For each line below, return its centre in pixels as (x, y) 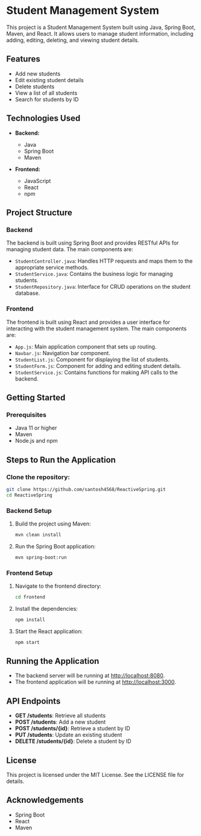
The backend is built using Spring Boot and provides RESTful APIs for (93, 243)
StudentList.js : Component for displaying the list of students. (92, 359)
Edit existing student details (49, 80)
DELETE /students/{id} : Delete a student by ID (73, 741)
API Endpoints (33, 701)
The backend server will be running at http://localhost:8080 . (90, 676)
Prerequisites (26, 414)
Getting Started (36, 397)
